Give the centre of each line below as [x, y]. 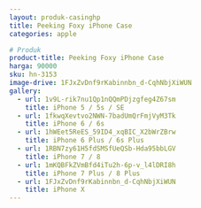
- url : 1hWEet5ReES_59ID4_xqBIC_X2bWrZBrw [97, 132]
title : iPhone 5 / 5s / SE [75, 107]
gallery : [25, 91]
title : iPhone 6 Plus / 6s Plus [85, 141]
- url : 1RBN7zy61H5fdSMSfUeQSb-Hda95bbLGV [97, 149]
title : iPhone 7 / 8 [63, 157]
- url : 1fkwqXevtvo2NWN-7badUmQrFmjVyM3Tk [97, 116]
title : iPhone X [55, 190]
